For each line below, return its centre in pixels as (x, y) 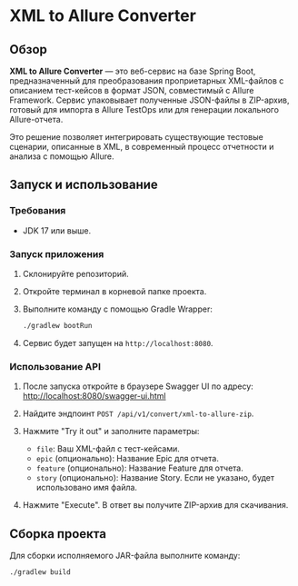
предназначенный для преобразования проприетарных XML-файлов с (147, 81)
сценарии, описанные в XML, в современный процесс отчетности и (142, 147)
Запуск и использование (84, 185)
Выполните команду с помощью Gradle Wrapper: (118, 309)
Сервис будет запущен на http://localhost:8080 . (118, 343)
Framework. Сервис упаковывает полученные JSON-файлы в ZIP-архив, (149, 100)
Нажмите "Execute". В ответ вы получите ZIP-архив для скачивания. (155, 505)
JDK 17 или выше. (57, 230)
